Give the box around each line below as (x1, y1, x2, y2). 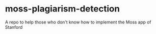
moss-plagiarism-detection (5, 3, 120, 14)
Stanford (5, 24, 23, 30)
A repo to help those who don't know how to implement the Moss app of (5, 19, 151, 25)
